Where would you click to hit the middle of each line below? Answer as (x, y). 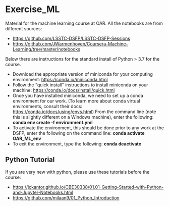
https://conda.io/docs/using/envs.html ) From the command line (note (84, 112)
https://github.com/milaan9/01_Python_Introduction (66, 197)
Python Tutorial (30, 160)
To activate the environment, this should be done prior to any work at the (88, 128)
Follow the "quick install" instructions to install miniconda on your (80, 85)
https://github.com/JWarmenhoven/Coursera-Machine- (70, 43)
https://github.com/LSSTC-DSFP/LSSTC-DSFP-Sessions (71, 38)
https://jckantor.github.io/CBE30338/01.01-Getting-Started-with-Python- (88, 187)
